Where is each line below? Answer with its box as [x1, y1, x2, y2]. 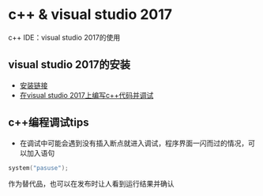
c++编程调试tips [8, 116, 89, 130]
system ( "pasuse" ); [8, 164, 69, 171]
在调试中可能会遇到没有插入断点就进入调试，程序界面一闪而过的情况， [19, 138, 249, 148]
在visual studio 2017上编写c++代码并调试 [19, 90, 154, 100]
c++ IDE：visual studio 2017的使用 [8, 32, 121, 42]
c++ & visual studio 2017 [8, 6, 172, 24]
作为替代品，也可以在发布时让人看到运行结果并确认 [8, 179, 175, 189]
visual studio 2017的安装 [8, 58, 130, 72]
